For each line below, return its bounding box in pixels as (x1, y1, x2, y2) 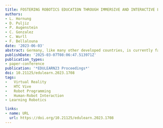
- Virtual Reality (5, 79, 47, 84)
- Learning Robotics (5, 98, 47, 103)
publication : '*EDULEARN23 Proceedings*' (5, 66, 90, 71)
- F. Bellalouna (5, 39, 38, 44)
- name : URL (5, 111, 29, 116)
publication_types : (5, 57, 45, 62)
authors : (5, 12, 23, 17)
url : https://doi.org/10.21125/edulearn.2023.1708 (9, 115, 114, 120)
